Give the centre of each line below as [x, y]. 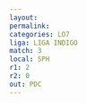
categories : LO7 [39, 34]
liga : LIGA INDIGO [43, 43]
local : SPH [30, 59]
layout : [24, 17]
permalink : [30, 26]
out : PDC [26, 84]
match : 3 [26, 51]
